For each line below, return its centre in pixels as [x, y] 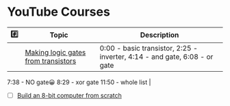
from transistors [51, 61]
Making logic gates [55, 52]
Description [159, 35]
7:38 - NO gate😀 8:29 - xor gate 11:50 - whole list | [79, 82]
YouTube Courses [59, 12]
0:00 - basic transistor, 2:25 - [149, 48]
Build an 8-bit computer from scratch [69, 95]
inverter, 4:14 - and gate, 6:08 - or [156, 57]
